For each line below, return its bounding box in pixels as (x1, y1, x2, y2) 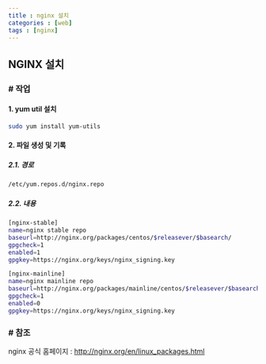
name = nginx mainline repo (8, 278, 93, 286)
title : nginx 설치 (8, 11, 70, 20)
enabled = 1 (8, 248, 41, 256)
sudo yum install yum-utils (8, 122, 101, 131)
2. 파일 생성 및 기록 (8, 140, 66, 150)
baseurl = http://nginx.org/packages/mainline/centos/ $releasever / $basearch (8, 285, 260, 293)
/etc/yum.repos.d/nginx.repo (8, 180, 104, 188)
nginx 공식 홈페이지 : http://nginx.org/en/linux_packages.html (8, 346, 205, 356)
